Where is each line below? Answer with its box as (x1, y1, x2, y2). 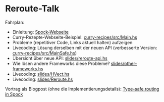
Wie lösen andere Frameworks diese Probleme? (12, 60, 110, 66)
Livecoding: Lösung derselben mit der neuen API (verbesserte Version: (12, 45, 158, 51)
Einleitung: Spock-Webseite (12, 29, 69, 35)
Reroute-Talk (5, 3, 59, 14)
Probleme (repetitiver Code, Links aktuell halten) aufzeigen (12, 39, 133, 45)
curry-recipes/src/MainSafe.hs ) (12, 50, 77, 56)
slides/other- (110, 60, 137, 66)
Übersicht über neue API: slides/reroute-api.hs (12, 55, 108, 61)
